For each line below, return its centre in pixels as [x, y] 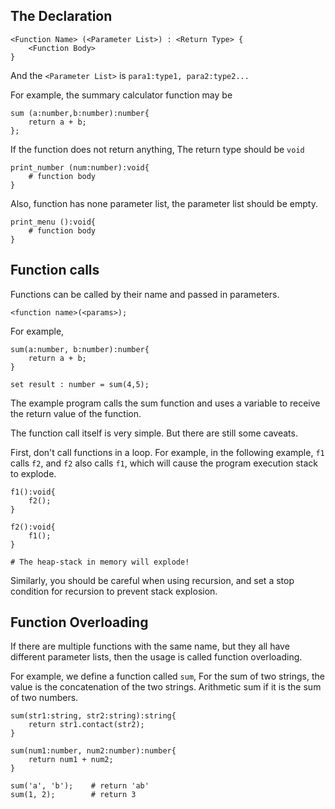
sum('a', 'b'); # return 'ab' [80, 786]
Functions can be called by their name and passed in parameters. [145, 294]
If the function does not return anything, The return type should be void [157, 149]
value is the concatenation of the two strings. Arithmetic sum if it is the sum [166, 687]
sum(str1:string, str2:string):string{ [93, 716]
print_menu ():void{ [53, 222]
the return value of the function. [76, 413]
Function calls [55, 270]
